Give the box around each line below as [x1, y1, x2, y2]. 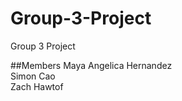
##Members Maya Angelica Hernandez [10, 59, 173, 71]
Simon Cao [10, 70, 56, 82]
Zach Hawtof [10, 80, 64, 92]
